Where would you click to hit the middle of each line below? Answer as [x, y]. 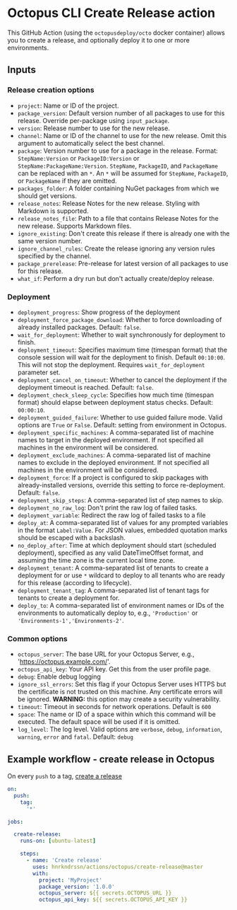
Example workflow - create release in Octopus [111, 759]
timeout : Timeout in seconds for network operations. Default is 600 [114, 707]
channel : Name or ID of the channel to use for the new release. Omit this [122, 135]
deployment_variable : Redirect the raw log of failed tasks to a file [111, 515]
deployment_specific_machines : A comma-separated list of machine [115, 432]
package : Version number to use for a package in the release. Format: [118, 151]
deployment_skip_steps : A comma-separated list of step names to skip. [120, 500]
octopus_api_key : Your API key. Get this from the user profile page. [114, 669]
